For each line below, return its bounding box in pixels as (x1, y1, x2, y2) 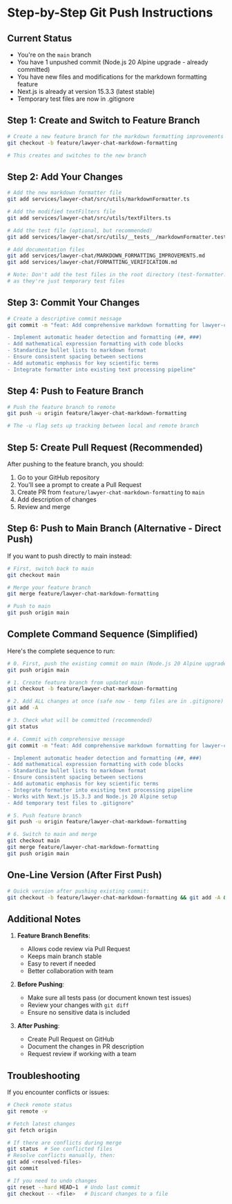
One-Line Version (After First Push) (7, 869, 162, 881)
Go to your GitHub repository (17, 473, 100, 481)
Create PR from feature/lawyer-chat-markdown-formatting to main (17, 488, 205, 496)
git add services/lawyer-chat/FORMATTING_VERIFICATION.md (7, 259, 177, 266)
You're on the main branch (17, 50, 92, 59)
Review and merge (17, 502, 70, 510)
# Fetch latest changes (7, 1120, 76, 1127)
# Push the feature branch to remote (7, 403, 116, 410)
